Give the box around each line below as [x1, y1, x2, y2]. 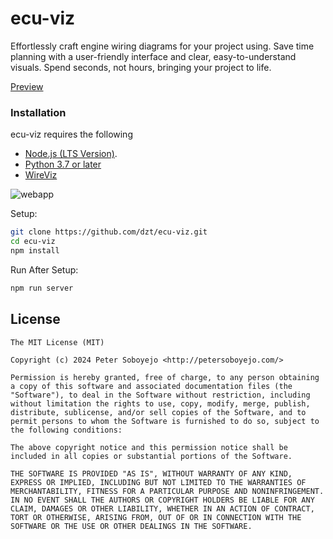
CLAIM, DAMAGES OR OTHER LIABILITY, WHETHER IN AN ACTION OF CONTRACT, [10, 503, 315, 514]
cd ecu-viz [10, 237, 56, 247]
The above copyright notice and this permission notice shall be [10, 442, 288, 452]
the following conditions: [10, 425, 123, 435]
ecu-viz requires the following [10, 128, 133, 141]
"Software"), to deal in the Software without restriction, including [10, 390, 311, 400]
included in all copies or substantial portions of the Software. [10, 451, 293, 461]
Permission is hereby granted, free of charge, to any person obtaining [10, 372, 320, 382]
